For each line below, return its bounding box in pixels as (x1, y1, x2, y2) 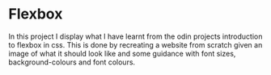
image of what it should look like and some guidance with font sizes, (8, 48, 236, 58)
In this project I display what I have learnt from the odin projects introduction (8, 31, 263, 41)
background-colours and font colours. (8, 57, 136, 67)
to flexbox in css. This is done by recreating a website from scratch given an (8, 40, 263, 49)
